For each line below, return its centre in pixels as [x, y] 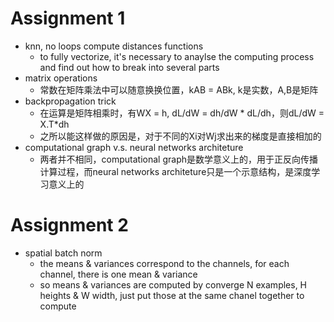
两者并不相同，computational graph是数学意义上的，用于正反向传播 [179, 159]
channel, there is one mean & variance [118, 274]
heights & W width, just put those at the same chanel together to [172, 295]
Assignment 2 [69, 225]
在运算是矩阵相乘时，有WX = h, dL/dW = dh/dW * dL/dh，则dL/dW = [182, 113]
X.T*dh [54, 124]
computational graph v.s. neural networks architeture [134, 147]
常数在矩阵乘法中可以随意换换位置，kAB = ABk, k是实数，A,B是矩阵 [179, 89]
